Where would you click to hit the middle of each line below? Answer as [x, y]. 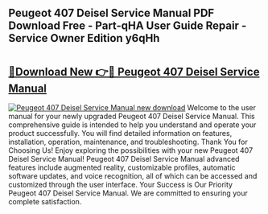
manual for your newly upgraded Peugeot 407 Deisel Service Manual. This [132, 116]
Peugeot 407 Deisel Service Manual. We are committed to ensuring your [128, 193]
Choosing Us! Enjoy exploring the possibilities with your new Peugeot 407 [131, 150]
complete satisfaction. [45, 202]
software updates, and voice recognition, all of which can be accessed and [133, 176]
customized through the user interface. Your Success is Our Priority [121, 185]
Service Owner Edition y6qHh [84, 38]
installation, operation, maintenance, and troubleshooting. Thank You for [128, 142]
